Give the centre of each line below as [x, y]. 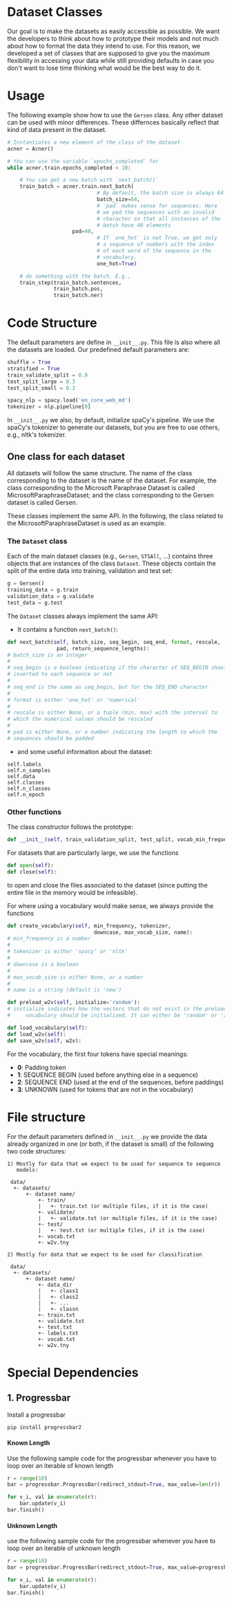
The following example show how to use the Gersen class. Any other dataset [115, 115]
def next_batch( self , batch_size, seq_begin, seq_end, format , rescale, [114, 642]
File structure [47, 1117]
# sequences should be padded [51, 738]
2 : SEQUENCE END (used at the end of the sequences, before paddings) [120, 1082]
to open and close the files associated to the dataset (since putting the [108, 885]
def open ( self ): [30, 865]
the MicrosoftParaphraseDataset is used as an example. [87, 523]
